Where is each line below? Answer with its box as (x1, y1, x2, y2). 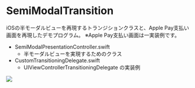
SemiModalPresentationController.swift (14, 43, 110, 50)
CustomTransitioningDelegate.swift (14, 57, 100, 64)
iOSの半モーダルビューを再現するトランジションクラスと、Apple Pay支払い (6, 24, 189, 31)
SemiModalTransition (6, 4, 114, 18)
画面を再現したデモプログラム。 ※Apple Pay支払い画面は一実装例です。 (6, 31, 180, 39)
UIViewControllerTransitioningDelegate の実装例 (23, 63, 141, 71)
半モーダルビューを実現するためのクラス (23, 50, 122, 57)
